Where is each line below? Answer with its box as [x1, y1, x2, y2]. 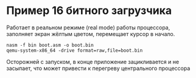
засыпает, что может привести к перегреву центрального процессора [6, 65, 191, 72]
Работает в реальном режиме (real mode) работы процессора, [6, 24, 170, 31]
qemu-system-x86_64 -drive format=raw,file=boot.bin [6, 47, 143, 54]
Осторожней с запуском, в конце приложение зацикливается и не [6, 58, 180, 65]
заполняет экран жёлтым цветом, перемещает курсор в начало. [6, 30, 175, 37]
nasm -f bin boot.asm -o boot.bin [6, 42, 94, 48]
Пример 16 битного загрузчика [6, 4, 172, 18]
